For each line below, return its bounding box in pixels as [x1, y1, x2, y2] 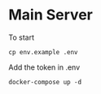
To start [8, 32, 35, 42]
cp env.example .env [8, 48, 79, 56]
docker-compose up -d [8, 78, 82, 86]
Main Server [8, 6, 94, 24]
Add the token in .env [8, 62, 81, 72]
